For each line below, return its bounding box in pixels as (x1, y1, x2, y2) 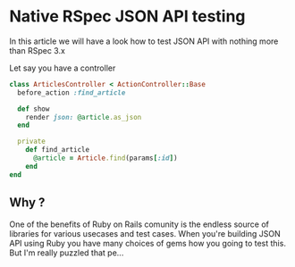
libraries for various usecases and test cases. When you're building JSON (9, 228, 282, 238)
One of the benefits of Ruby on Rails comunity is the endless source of (9, 219, 270, 229)
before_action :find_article (17, 88, 126, 97)
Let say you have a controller (9, 63, 116, 73)
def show (17, 104, 50, 113)
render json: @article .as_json (25, 113, 142, 121)
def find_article (25, 146, 90, 154)
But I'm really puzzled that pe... (9, 247, 124, 258)
